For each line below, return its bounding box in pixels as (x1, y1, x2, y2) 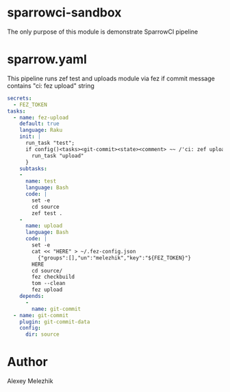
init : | (19, 133, 41, 140)
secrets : (7, 95, 32, 102)
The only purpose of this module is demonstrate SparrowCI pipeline (7, 27, 199, 36)
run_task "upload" (31, 152, 84, 159)
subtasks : (19, 165, 48, 172)
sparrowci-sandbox (7, 5, 122, 21)
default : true (19, 120, 60, 128)
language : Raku (19, 127, 63, 134)
